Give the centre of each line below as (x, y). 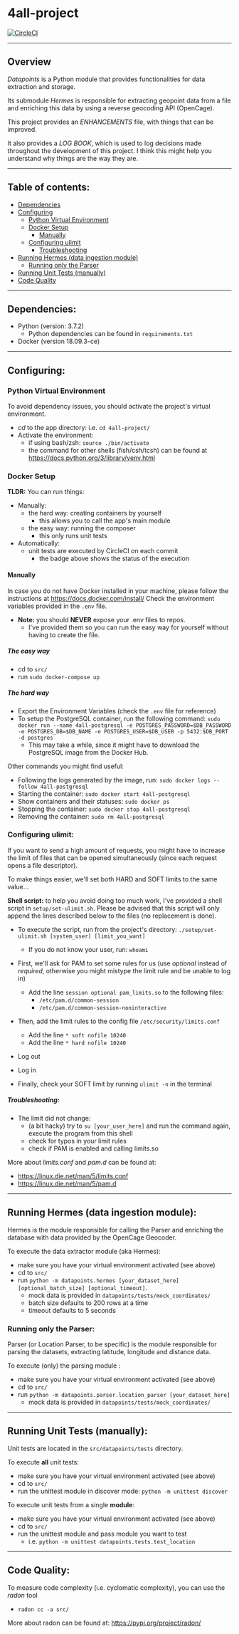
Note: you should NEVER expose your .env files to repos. (102, 619)
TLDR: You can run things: (46, 492)
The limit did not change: (54, 1118)
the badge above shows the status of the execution (114, 559)
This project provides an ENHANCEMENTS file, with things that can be (111, 122)
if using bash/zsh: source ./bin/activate (89, 443)
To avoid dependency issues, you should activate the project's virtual (109, 407)
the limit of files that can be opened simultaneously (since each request (112, 858)
